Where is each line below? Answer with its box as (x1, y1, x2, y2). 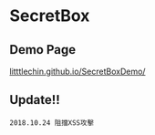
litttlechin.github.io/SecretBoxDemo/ (9, 66, 146, 77)
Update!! (9, 92, 61, 108)
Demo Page (9, 42, 77, 57)
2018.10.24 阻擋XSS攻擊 (9, 118, 94, 128)
